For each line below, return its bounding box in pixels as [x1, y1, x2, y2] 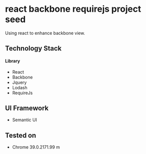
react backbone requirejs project [5, 3, 141, 15]
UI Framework [5, 104, 49, 112]
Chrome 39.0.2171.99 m [12, 144, 60, 150]
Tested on [5, 131, 36, 139]
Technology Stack [5, 44, 62, 52]
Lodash [12, 84, 28, 90]
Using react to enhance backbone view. [5, 30, 85, 36]
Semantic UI [12, 117, 37, 123]
